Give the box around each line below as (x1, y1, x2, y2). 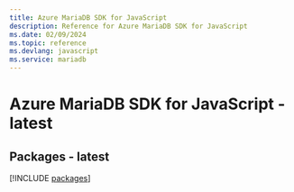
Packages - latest (9, 149, 110, 164)
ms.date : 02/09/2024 (9, 30, 87, 39)
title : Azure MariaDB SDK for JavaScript (9, 13, 168, 23)
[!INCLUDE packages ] (9, 173, 91, 183)
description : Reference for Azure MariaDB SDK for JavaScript (9, 22, 248, 31)
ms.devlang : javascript (9, 47, 99, 56)
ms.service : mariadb (9, 55, 87, 64)
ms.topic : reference (9, 38, 87, 48)
